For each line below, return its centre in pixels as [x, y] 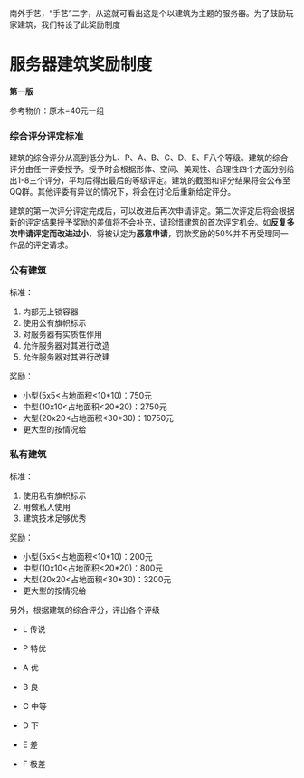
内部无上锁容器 [50, 312]
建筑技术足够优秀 [54, 518]
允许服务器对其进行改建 [66, 357]
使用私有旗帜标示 [54, 495]
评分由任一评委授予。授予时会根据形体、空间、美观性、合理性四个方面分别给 [152, 169]
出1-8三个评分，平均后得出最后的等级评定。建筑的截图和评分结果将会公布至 [150, 180]
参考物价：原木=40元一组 [57, 110]
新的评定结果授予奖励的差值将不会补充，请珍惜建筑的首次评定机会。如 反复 [148, 222]
